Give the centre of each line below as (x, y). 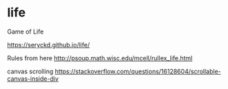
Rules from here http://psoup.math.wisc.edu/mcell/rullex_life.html (100, 58)
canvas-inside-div (33, 78)
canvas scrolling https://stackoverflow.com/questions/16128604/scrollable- (114, 71)
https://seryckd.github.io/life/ (49, 44)
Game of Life (25, 31)
